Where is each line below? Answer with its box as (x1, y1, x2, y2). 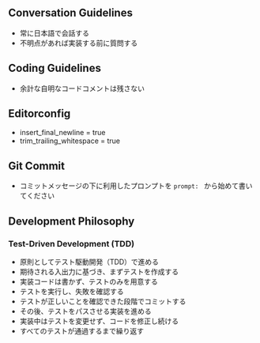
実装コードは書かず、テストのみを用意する (19, 277, 158, 286)
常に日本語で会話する (19, 28, 89, 38)
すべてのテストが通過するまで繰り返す (19, 326, 145, 335)
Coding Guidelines (8, 62, 101, 75)
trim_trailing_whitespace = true (19, 136, 121, 145)
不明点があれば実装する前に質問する (19, 38, 138, 47)
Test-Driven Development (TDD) (8, 238, 135, 249)
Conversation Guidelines (8, 6, 133, 20)
